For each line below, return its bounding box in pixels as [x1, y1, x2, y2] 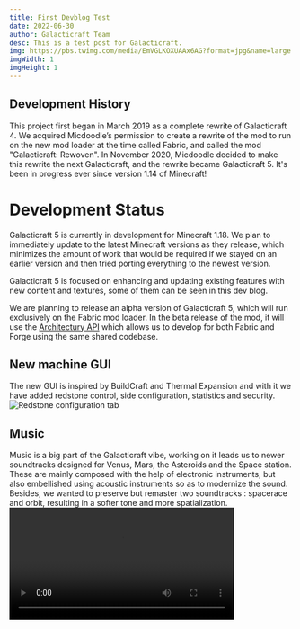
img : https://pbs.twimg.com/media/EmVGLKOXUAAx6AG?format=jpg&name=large [9, 47, 292, 56]
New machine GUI [9, 357, 112, 373]
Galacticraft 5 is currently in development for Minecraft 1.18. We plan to [9, 229, 271, 240]
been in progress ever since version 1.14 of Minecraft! [9, 168, 207, 179]
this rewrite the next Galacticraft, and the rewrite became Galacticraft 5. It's [9, 158, 288, 169]
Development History [9, 96, 132, 112]
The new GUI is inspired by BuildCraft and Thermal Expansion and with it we [9, 381, 292, 392]
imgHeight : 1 [9, 64, 58, 73]
